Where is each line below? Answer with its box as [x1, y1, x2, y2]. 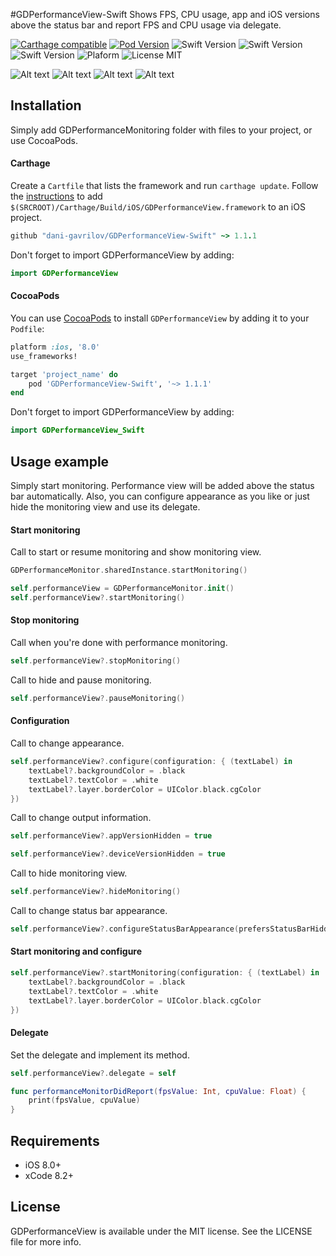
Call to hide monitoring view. [10, 867, 128, 879]
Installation [10, 97, 82, 114]
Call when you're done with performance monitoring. [10, 637, 228, 649]
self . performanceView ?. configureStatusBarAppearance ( [10, 924, 240, 934]
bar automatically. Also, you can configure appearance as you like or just [10, 490, 310, 503]
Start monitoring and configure [10, 945, 143, 958]
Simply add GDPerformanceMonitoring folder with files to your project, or [10, 124, 313, 136]
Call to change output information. [10, 812, 152, 824]
